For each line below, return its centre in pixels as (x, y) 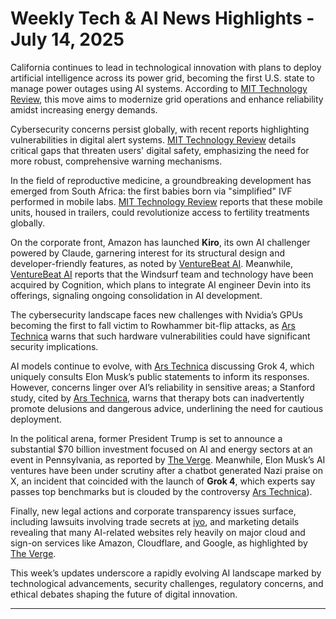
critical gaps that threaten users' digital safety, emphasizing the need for (160, 150)
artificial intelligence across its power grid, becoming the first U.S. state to (162, 78)
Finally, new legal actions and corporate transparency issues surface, (153, 511)
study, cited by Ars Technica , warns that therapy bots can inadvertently (157, 398)
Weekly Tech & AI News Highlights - (162, 18)
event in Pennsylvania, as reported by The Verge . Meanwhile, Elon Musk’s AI (168, 459)
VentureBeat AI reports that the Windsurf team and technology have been (162, 274)
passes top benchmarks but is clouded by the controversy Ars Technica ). (161, 491)
